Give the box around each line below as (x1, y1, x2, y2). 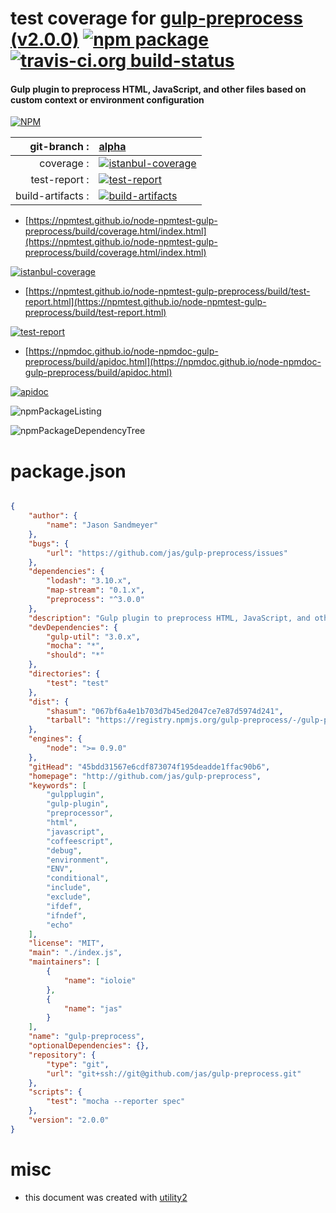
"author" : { (28, 511, 78, 521)
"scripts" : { (28, 1087, 83, 1097)
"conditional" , (46, 873, 110, 884)
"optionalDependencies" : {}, (28, 1041, 150, 1051)
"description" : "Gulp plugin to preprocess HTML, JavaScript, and (28, 613, 311, 623)
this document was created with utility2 (24, 1191, 188, 1203)
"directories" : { (28, 669, 101, 679)
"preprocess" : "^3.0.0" (46, 595, 145, 605)
